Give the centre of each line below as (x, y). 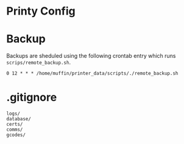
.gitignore (32, 98)
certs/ (15, 125)
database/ (19, 119)
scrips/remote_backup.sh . (39, 63)
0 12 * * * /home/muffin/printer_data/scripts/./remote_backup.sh (92, 74)
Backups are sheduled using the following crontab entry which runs (91, 56)
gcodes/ (16, 135)
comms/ (15, 130)
